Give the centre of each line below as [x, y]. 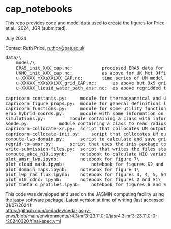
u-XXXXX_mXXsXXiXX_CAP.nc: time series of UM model [90, 78]
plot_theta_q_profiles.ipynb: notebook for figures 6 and [83, 184]
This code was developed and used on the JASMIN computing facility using [85, 194]
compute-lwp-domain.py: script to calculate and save [81, 139]
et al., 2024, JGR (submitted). [36, 28]
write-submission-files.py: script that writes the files [81, 149]
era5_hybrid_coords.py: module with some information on [84, 113]
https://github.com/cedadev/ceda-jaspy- [48, 210]
